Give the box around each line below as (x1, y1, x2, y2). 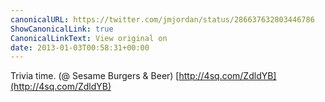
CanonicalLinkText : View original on (10, 33, 168, 43)
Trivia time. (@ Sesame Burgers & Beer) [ (10, 70, 180, 82)
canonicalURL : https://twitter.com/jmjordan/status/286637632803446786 (10, 14, 315, 25)
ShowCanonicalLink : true (10, 24, 114, 34)
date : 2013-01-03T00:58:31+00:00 (10, 42, 150, 53)
